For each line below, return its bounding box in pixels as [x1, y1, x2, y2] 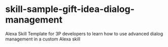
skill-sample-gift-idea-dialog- [5, 3, 135, 15]
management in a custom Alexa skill [5, 36, 80, 42]
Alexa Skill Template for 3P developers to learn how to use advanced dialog [5, 30, 163, 36]
